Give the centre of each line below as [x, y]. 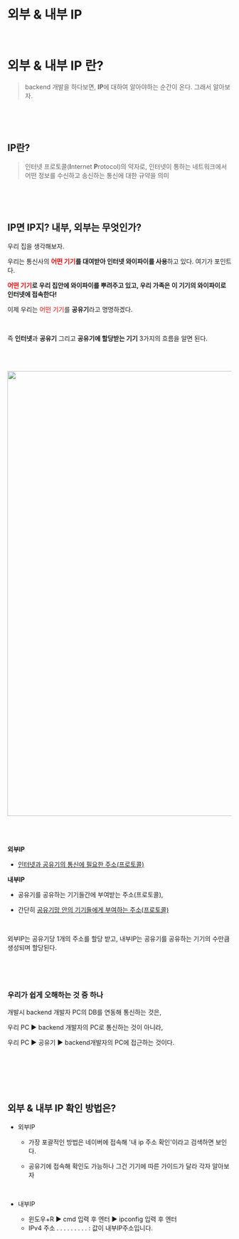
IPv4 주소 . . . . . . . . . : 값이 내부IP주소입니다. [91, 1228]
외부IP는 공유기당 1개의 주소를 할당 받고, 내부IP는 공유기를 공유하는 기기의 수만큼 [118, 939]
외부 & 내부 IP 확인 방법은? [62, 1108]
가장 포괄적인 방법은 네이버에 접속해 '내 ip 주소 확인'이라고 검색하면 [121, 1142]
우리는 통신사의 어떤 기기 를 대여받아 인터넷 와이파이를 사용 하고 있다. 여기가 [110, 261]
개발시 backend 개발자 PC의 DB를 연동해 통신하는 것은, [84, 1012]
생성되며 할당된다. [32, 947]
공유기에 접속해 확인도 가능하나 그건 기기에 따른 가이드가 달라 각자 [119, 1166]
